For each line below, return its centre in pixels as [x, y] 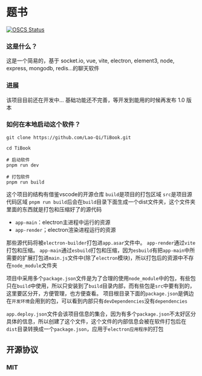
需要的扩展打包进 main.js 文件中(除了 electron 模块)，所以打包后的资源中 [95, 257]
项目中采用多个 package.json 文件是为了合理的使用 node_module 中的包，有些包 [101, 278]
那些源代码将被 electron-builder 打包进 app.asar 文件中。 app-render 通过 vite [101, 242]
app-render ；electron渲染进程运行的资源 [65, 229]
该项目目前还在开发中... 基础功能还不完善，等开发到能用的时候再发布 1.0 [96, 100]
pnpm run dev [23, 165]
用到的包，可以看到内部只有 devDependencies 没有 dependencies [111, 301]
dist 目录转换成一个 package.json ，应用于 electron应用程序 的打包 [85, 329]
